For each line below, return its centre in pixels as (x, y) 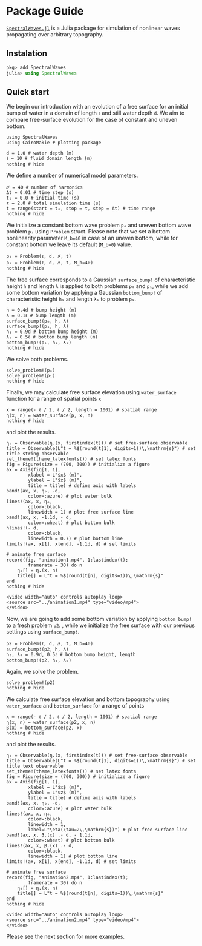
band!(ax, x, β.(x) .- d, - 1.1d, (50, 835)
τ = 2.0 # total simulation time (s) (54, 203)
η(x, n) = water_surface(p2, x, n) (51, 723)
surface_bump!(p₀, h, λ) (37, 321)
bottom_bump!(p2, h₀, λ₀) (39, 660)
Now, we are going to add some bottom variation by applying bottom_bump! (99, 619)
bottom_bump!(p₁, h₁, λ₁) (39, 343)
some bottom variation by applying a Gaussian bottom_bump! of (84, 293)
